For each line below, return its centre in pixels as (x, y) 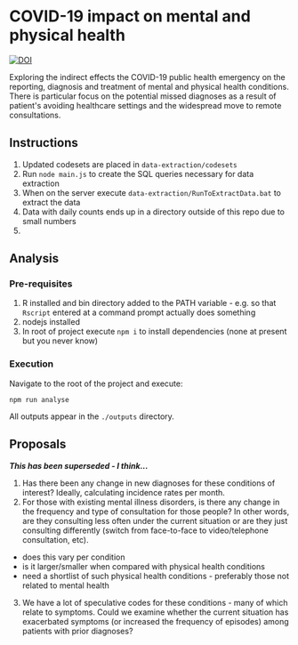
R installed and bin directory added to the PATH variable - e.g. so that (149, 303)
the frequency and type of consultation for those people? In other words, (156, 511)
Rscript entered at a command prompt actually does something (139, 312)
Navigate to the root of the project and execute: (96, 383)
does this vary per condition (73, 557)
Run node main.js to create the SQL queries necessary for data (138, 173)
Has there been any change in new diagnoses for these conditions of (149, 483)
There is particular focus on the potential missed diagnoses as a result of (143, 96)
